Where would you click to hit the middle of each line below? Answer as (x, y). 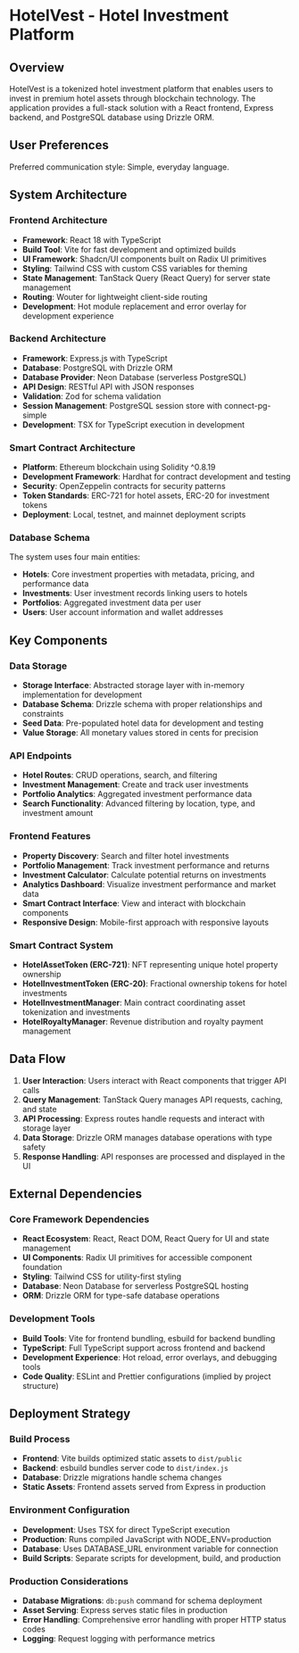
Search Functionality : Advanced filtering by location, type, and (139, 803)
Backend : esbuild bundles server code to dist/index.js (125, 1468)
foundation (42, 1267)
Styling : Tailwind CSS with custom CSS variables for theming (135, 268)
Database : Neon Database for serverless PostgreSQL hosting (135, 1286)
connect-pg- (248, 405)
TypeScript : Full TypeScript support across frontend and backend (144, 1348)
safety (34, 1147)
